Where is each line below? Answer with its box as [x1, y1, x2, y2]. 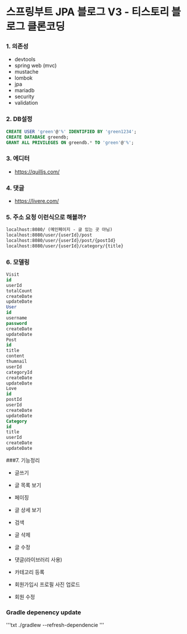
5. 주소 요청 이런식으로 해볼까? [6, 213, 87, 221]
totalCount [6, 287, 33, 294]
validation [14, 99, 38, 106]
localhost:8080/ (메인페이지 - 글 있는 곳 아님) [6, 227, 113, 233]
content [6, 353, 25, 359]
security [14, 93, 35, 100]
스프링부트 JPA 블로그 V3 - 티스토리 [6, 5, 170, 19]
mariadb [14, 87, 35, 94]
